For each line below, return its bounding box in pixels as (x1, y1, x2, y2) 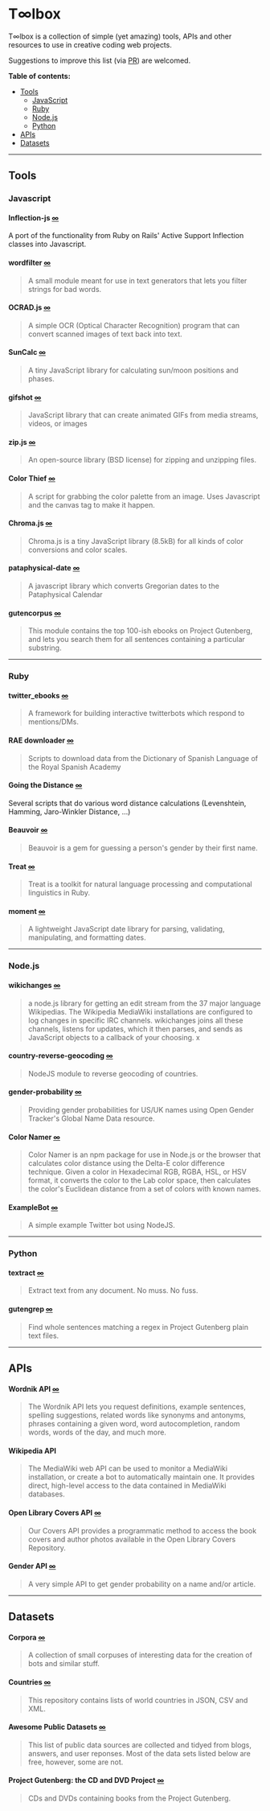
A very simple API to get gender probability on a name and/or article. (27, 1578, 256, 1589)
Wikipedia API (8, 1446, 56, 1455)
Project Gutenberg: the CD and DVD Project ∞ (8, 1776, 165, 1785)
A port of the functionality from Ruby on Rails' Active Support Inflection (8, 231, 244, 241)
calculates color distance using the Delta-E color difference (27, 1159, 225, 1168)
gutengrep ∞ (8, 1304, 54, 1314)
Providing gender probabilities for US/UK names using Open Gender (27, 1105, 255, 1114)
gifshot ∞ (8, 392, 42, 402)
